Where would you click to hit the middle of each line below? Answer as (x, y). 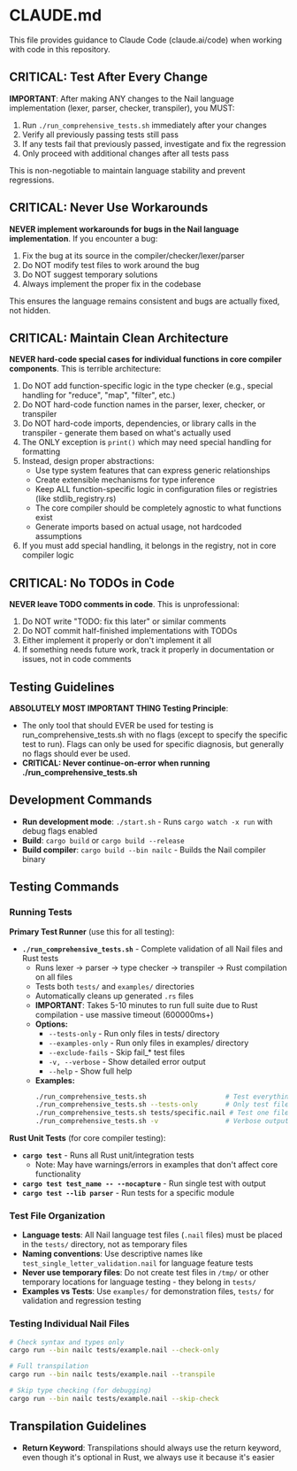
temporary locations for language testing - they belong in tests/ (139, 1282)
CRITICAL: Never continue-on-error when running (116, 763)
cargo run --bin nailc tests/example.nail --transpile (112, 1375)
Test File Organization (57, 1215)
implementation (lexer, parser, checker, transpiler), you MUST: (122, 108)
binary (34, 859)
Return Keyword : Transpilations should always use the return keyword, (152, 1447)
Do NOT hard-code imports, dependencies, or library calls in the (139, 424)
